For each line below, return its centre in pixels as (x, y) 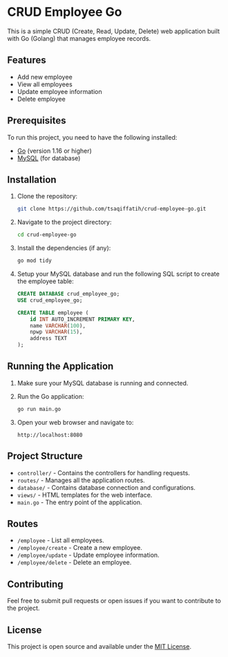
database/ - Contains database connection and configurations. (106, 487)
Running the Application (60, 366)
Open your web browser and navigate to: (75, 422)
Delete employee (41, 99)
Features (27, 60)
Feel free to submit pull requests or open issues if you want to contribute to (114, 601)
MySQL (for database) (49, 158)
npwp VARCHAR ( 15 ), (56, 332)
